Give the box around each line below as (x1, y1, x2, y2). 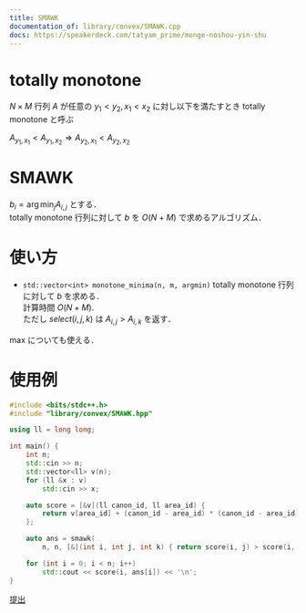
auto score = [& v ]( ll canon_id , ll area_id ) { (25, 501, 206, 510)
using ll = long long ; (9, 425, 96, 434)
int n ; (25, 451, 51, 460)
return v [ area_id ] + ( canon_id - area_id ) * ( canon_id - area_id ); (42, 509, 303, 518)
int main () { (9, 442, 59, 452)
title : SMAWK (9, 13, 59, 23)
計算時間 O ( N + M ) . (22, 302, 95, 313)
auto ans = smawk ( (25, 535, 96, 544)
